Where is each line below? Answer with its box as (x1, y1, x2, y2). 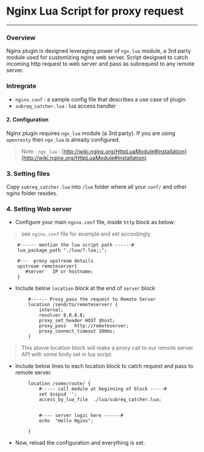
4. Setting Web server (6, 205, 72, 213)
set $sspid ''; (38, 391, 78, 397)
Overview (6, 33, 36, 42)
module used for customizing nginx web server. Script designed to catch (6, 53, 188, 61)
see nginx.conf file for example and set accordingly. (21, 230, 152, 238)
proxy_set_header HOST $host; (38, 318, 115, 324)
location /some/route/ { (28, 381, 91, 387)
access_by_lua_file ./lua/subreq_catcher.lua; (38, 397, 162, 403)
